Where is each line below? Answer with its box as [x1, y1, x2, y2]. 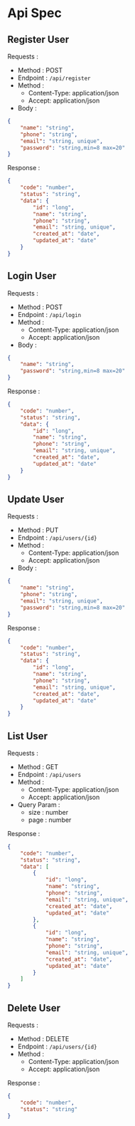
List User [7, 730, 48, 742]
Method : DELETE [17, 1035, 70, 1043]
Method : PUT [17, 526, 59, 535]
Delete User [7, 1002, 61, 1014]
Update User [7, 493, 65, 505]
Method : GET [17, 762, 59, 771]
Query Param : [17, 800, 60, 809]
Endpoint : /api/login [17, 310, 82, 318]
